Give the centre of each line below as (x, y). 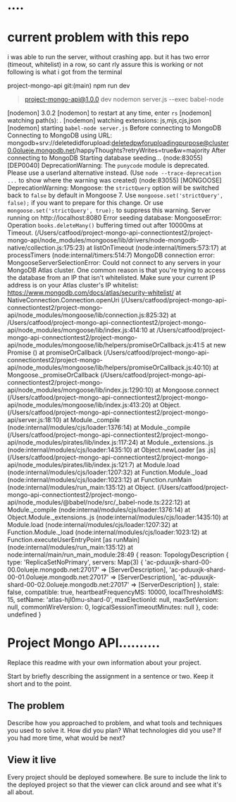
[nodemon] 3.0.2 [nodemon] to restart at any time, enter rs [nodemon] (110, 113)
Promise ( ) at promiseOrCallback (55, 352)
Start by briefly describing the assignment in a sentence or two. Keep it (111, 677)
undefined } (24, 615)
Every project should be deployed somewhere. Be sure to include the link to (117, 777)
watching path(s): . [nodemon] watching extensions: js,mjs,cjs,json (104, 121)
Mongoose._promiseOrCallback (53, 375)
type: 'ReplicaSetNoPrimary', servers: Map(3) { (75, 562)
